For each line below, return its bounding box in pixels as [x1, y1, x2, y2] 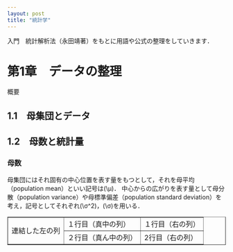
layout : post [7, 10, 45, 17]
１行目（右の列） [144, 219, 200, 229]
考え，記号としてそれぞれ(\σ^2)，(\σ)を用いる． [7, 201, 144, 210]
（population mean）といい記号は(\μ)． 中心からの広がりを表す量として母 [7, 184, 219, 192]
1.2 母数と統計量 [7, 136, 85, 148]
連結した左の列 [11, 226, 61, 236]
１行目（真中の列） [67, 219, 130, 229]
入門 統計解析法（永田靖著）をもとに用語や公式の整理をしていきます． [7, 36, 214, 45]
